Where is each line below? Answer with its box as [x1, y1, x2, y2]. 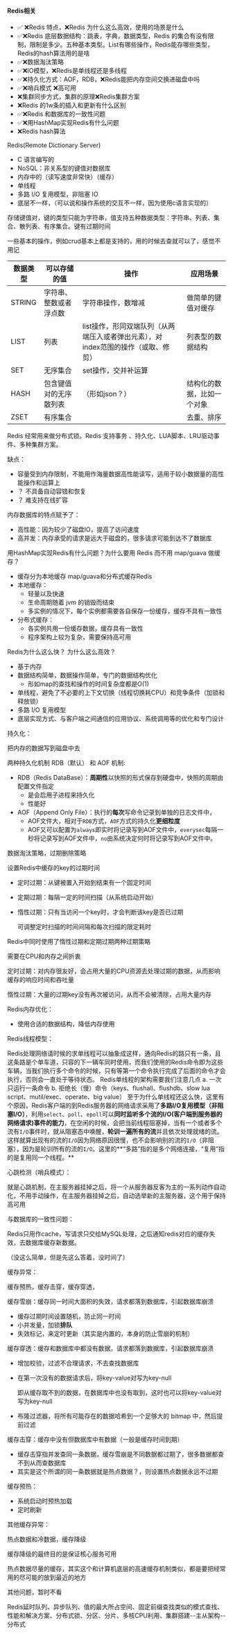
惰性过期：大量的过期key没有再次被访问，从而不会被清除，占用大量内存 [7, 990, 212, 999]
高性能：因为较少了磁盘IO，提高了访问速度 [17, 525, 140, 534]
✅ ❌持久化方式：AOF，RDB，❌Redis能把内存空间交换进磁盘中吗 [17, 75, 200, 83]
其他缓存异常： [7, 1520, 50, 1529]
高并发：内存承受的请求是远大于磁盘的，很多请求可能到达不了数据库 [17, 534, 212, 543]
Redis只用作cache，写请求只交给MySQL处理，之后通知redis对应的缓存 [7, 1230, 209, 1238]
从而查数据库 [29, 1459, 67, 1467]
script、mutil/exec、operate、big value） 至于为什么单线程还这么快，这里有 [7, 1093, 225, 1101]
